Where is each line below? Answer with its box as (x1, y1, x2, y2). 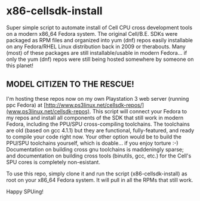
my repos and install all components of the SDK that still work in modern (6, 114, 184, 121)
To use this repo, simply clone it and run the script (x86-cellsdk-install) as (6, 170, 187, 177)
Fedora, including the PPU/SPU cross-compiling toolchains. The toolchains (6, 120, 190, 128)
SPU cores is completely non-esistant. (6, 158, 100, 165)
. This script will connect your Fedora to (89, 107, 187, 115)
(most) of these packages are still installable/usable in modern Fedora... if (6, 49, 187, 56)
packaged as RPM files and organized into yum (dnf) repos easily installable (6, 36, 193, 44)
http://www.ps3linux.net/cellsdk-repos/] (45, 101, 144, 109)
